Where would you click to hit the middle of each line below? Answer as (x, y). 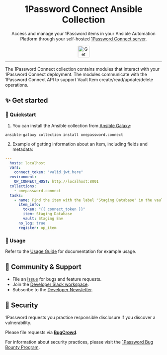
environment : (23, 177)
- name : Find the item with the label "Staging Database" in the (83, 200)
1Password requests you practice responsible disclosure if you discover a (80, 317)
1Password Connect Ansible (83, 9)
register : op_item (37, 228)
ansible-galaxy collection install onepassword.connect (64, 135)
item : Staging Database (47, 214)
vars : (15, 168)
